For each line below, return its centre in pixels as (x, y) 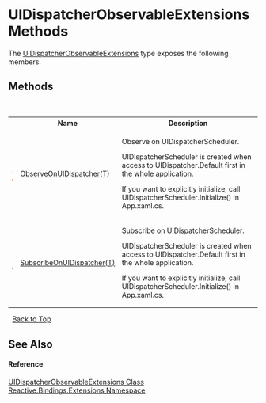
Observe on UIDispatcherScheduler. (180, 141)
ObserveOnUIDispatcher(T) (65, 173)
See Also (30, 344)
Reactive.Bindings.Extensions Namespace (77, 390)
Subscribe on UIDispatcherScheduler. (183, 230)
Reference (26, 364)
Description (188, 124)
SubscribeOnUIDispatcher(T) (68, 262)
